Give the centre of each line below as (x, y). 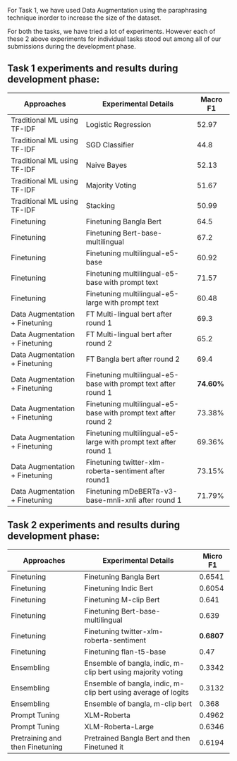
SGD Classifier (110, 145)
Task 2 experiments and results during (94, 525)
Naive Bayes (107, 165)
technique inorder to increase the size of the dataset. (84, 18)
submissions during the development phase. (72, 46)
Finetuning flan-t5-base (125, 652)
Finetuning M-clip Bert (122, 599)
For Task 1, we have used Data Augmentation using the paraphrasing (107, 10)
